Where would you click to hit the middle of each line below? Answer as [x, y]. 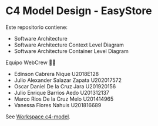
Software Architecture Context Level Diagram [69, 45]
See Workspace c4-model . [38, 117]
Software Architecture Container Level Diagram [71, 51]
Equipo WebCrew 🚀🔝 [31, 62]
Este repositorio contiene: [37, 27]
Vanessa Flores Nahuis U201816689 [58, 105]
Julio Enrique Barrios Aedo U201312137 [61, 92]
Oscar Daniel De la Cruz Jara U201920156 [65, 86]
